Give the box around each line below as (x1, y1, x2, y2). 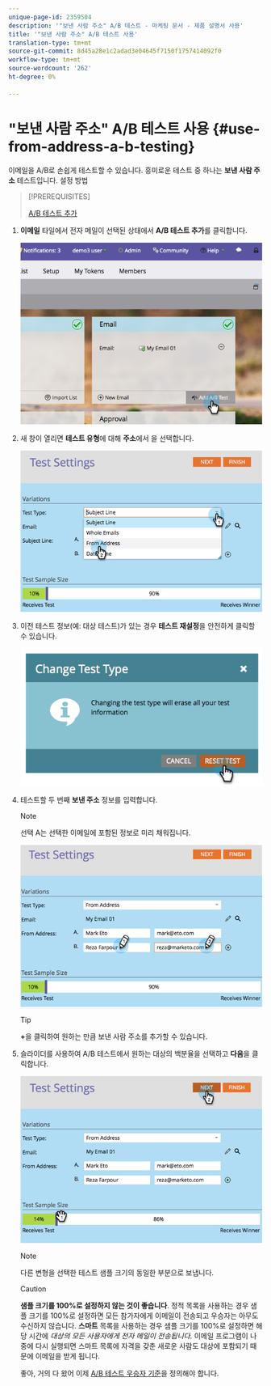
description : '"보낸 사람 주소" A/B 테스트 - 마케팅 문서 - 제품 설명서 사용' (8, 21, 244, 30)
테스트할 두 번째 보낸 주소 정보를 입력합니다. (19, 795, 158, 805)
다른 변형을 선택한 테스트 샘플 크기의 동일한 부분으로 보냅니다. (19, 1267, 215, 1278)
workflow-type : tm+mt (8, 56, 81, 64)
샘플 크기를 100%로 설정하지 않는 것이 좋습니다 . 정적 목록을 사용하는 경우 (19, 1300, 249, 1310)
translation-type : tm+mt (8, 39, 92, 47)
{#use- (212, 120, 261, 138)
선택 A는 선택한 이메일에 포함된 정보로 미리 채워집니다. (19, 828, 191, 837)
